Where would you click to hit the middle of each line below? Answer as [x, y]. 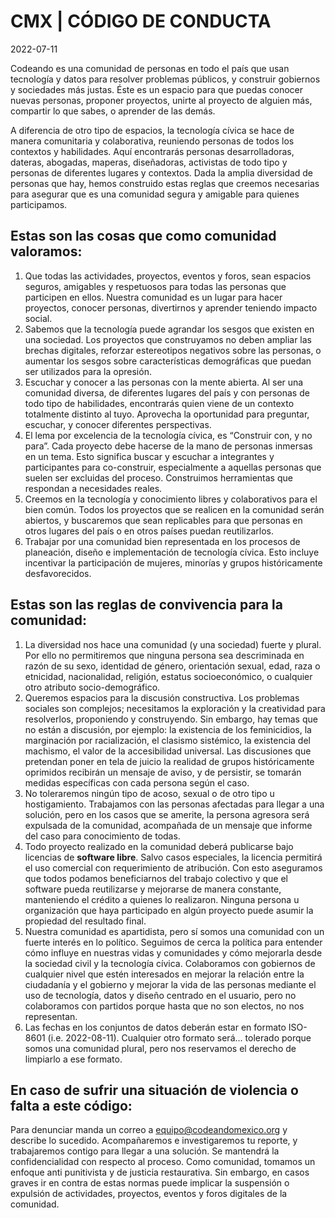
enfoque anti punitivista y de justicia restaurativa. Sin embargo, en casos [160, 1172]
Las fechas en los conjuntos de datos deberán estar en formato [155, 1027]
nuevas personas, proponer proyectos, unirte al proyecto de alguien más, [161, 100]
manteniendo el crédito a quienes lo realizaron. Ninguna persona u [162, 899]
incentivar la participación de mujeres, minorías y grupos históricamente [173, 562]
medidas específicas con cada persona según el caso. [137, 782]
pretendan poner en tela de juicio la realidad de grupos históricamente [169, 761]
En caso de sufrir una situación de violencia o [154, 1090]
